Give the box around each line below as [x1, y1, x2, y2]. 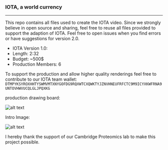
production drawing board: [5, 95, 60, 101]
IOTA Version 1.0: [12, 45, 48, 51]
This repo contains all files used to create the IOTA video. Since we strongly [5, 20, 161, 26]
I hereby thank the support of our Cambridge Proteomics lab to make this [5, 134, 156, 140]
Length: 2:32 [12, 51, 39, 57]
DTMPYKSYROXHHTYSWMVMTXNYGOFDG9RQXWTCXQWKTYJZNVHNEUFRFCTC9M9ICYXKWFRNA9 [5, 82, 162, 87]
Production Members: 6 [12, 61, 61, 67]
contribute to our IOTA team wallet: [5, 76, 77, 82]
